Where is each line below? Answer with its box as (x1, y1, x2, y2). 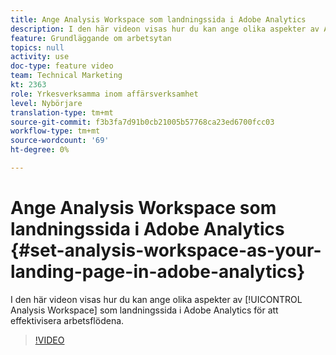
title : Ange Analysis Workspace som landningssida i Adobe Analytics (10, 14, 307, 25)
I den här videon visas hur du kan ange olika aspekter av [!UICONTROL (10, 293, 303, 305)
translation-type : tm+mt (10, 107, 114, 118)
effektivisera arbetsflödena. (10, 314, 125, 326)
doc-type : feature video (10, 61, 114, 71)
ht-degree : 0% (10, 145, 70, 155)
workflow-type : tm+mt (10, 126, 101, 136)
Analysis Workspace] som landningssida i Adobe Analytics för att (10, 304, 279, 316)
